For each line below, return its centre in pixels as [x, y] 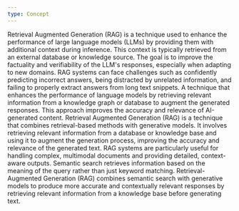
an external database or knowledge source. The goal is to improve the [110, 57]
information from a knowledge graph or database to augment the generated [119, 102]
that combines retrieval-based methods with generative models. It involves [117, 125]
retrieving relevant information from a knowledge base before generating [115, 193]
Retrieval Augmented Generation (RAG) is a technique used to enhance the [117, 34]
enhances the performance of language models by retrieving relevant [110, 95]
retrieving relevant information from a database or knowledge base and [112, 133]
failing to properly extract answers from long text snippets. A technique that [119, 87]
